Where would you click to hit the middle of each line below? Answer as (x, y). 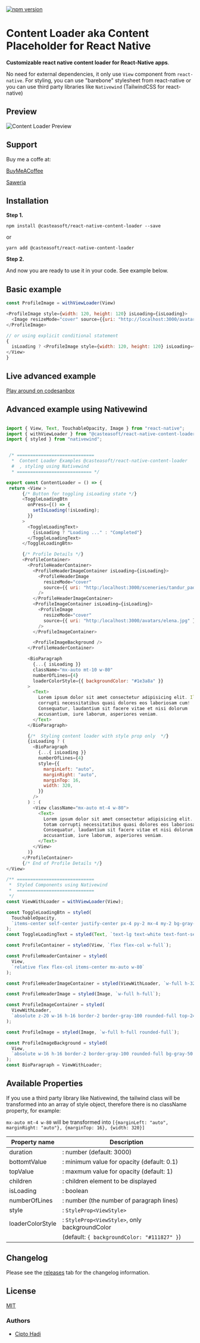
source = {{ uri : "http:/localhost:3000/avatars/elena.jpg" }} (121, 621)
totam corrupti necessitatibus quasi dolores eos (106, 824)
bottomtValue (28, 1161)
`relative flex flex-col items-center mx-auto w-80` (78, 967)
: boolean (75, 1191)
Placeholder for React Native (79, 46)
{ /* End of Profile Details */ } (62, 863)
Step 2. (15, 259)
